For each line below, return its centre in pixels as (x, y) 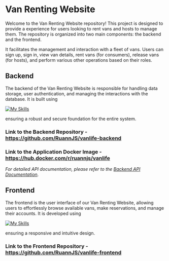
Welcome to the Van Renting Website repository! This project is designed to (84, 23)
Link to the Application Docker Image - (54, 152)
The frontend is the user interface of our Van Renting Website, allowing (79, 202)
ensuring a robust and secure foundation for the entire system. (71, 119)
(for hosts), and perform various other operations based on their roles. (79, 60)
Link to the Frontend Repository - (47, 246)
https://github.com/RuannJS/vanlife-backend (63, 138)
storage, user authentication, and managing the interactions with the (77, 94)
